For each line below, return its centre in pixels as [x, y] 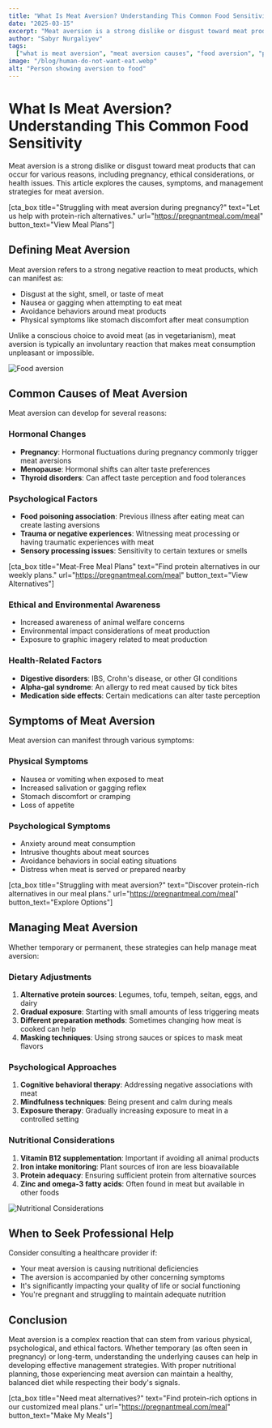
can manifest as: [36, 278]
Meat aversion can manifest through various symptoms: [101, 740]
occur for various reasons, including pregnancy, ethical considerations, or [132, 174]
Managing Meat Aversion [73, 928]
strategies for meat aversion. [56, 191]
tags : [17, 46]
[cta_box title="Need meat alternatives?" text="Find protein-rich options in [133, 1398]
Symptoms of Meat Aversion [82, 721]
